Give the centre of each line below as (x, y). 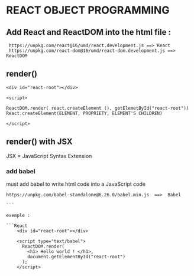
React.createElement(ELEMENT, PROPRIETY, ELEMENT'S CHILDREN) (84, 113)
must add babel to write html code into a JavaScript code (76, 184)
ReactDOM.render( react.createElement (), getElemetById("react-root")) (98, 108)
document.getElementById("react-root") (77, 257)
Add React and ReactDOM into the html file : (89, 32)
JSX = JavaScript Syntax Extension (49, 156)
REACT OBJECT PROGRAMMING (88, 10)
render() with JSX (39, 142)
